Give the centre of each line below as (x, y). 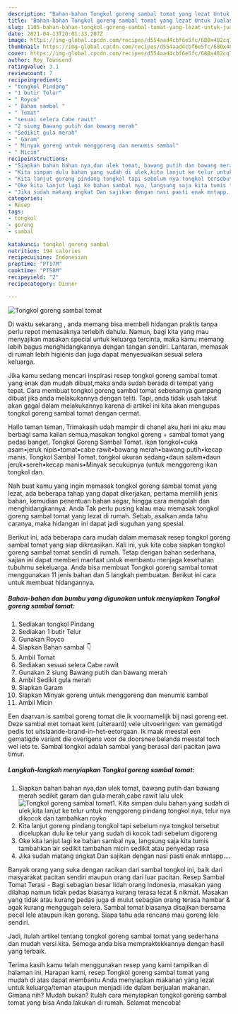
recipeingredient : (35, 80)
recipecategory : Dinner (43, 284)
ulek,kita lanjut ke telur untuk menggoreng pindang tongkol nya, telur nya (124, 810)
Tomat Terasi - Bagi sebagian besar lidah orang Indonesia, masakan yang (115, 884)
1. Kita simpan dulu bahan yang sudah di (171, 803)
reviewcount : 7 (30, 73)
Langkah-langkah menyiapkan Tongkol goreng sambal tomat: (101, 770)
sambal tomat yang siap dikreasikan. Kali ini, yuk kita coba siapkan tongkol (117, 545)
